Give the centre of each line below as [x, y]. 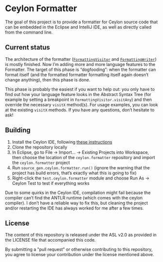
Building [18, 130]
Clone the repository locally [40, 147]
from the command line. [29, 32]
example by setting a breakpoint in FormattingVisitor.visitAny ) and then [78, 99]
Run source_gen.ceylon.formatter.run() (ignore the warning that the [81, 167]
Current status [27, 47]
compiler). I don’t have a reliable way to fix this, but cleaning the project [76, 203]
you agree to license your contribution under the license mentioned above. [80, 255]
